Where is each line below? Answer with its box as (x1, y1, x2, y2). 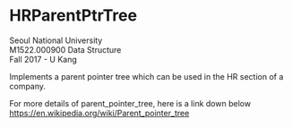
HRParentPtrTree (9, 5, 137, 26)
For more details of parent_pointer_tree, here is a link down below (9, 97, 252, 108)
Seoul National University (9, 35, 103, 46)
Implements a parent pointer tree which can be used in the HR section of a (9, 71, 284, 81)
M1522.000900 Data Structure (9, 44, 122, 55)
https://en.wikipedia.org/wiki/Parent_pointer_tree (9, 107, 190, 118)
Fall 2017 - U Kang (9, 54, 78, 64)
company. (9, 80, 47, 91)
